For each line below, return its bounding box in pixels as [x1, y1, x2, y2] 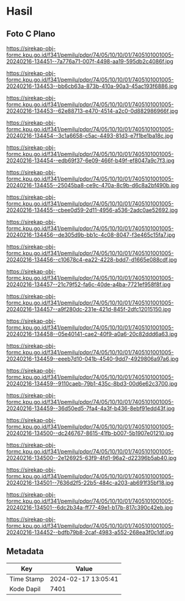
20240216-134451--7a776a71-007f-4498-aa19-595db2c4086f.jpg [6, 58, 174, 65]
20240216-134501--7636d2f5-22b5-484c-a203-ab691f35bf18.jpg [6, 479, 174, 486]
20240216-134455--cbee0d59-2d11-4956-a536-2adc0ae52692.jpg [6, 206, 178, 214]
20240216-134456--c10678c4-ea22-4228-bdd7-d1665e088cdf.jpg [6, 256, 177, 263]
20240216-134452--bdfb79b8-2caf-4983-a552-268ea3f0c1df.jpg [6, 529, 174, 536]
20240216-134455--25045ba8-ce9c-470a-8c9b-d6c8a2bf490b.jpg [6, 182, 179, 189]
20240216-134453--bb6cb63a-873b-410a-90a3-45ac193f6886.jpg [6, 82, 178, 90]
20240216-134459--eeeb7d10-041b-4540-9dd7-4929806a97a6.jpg [6, 355, 179, 362]
